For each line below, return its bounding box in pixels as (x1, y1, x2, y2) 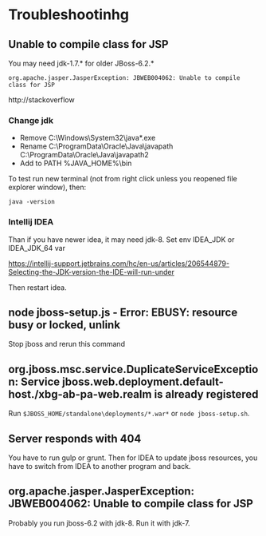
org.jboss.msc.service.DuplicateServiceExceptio (8, 362, 259, 376)
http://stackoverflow (8, 95, 75, 105)
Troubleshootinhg (8, 6, 130, 24)
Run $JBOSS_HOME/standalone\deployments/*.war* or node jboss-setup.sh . (8, 409, 250, 419)
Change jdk (8, 114, 54, 125)
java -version (8, 198, 56, 206)
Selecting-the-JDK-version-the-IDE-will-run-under (8, 267, 175, 276)
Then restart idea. (8, 282, 67, 292)
